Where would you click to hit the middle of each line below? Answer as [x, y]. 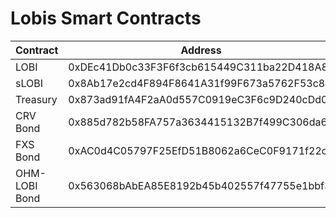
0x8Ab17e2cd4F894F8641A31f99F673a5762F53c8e [200, 83]
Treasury [36, 99]
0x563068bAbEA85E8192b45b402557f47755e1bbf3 [200, 185]
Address [201, 50]
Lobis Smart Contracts [106, 18]
